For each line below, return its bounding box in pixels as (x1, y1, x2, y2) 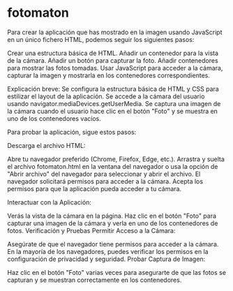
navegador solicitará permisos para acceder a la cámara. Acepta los (7, 177, 204, 186)
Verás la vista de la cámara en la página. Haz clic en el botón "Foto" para (7, 211, 217, 220)
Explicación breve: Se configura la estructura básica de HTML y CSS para (7, 84, 220, 93)
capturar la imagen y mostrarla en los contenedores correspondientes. (7, 71, 211, 80)
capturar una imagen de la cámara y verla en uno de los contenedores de (7, 218, 218, 227)
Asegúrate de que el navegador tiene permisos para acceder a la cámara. (7, 239, 219, 248)
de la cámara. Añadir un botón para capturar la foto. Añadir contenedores (7, 56, 218, 64)
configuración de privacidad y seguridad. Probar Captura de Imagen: (7, 255, 206, 263)
